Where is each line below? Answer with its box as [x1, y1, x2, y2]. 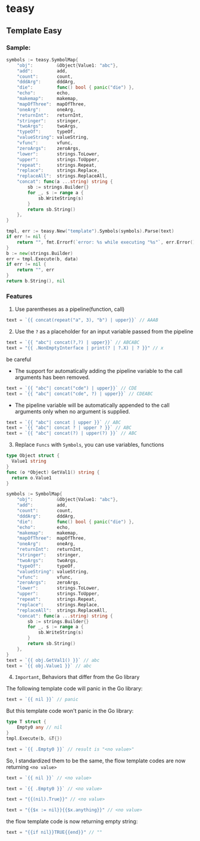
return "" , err [17, 267, 55, 273]
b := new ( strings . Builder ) [6, 250, 73, 256]
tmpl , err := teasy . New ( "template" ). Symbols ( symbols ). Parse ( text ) [6, 228, 174, 234]
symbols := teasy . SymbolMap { [6, 57, 79, 63]
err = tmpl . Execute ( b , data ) [6, 256, 79, 262]
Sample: [6, 43, 31, 52]
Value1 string [11, 458, 46, 465]
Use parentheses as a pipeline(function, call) [14, 306, 125, 313]
